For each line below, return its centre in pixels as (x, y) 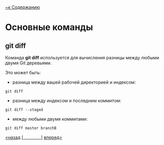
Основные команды (49, 27)
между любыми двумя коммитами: (50, 119)
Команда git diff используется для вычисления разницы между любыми (82, 58)
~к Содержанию (23, 7)
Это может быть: (23, 72)
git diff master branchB (31, 128)
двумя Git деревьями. (29, 63)
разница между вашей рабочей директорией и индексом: (74, 82)
